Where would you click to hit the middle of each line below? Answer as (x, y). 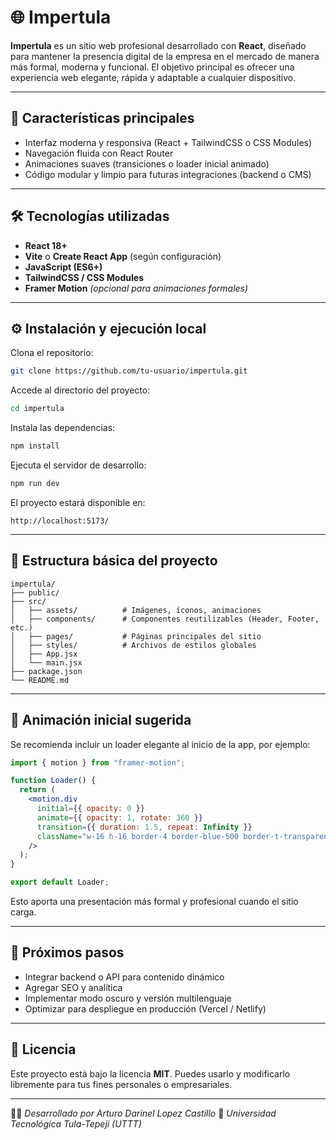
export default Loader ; (60, 882)
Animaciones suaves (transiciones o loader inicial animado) (147, 163)
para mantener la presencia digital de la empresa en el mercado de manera (165, 56)
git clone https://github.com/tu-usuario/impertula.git (129, 371)
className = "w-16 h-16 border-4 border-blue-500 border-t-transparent (184, 836)
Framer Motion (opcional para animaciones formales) (136, 288)
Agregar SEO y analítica (73, 987)
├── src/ (28, 601)
